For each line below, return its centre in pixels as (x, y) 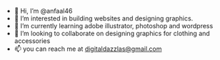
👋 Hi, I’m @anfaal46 (43, 11)
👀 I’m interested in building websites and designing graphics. (104, 18)
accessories (32, 41)
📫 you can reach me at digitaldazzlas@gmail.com (88, 49)
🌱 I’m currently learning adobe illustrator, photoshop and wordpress (114, 26)
